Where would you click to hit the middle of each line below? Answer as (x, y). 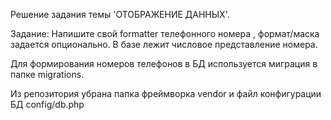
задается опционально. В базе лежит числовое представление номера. (164, 44)
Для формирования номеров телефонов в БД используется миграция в (164, 63)
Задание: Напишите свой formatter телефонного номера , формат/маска (165, 33)
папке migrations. (47, 74)
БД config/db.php (47, 104)
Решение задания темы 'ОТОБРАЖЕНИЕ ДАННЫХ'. (120, 14)
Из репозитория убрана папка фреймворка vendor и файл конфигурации (166, 93)
